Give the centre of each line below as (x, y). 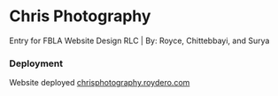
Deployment (36, 63)
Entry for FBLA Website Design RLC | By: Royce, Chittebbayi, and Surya (139, 41)
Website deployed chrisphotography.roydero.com (100, 83)
